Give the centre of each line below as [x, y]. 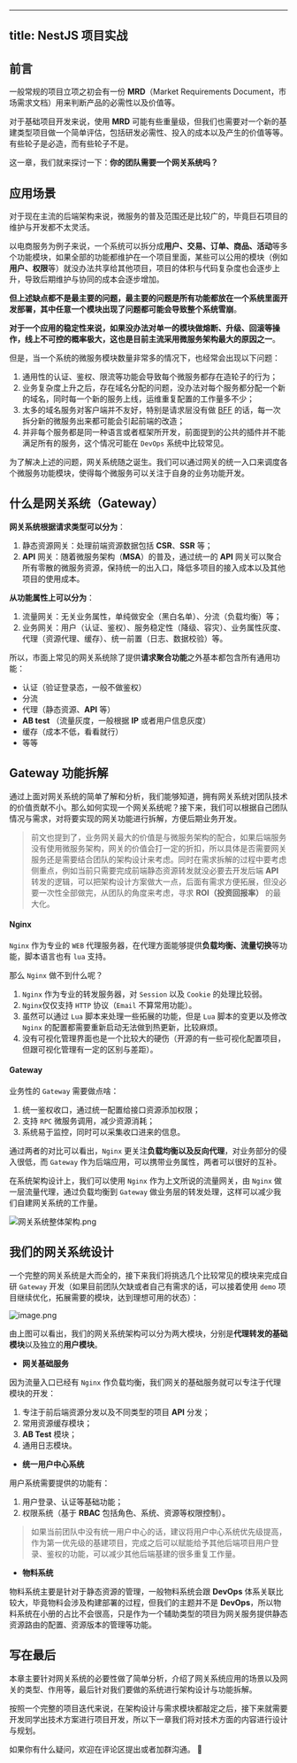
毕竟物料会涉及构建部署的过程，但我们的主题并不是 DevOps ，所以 [153, 1602]
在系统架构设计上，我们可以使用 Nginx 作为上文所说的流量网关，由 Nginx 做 [146, 1181]
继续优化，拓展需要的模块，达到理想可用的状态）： [107, 1297]
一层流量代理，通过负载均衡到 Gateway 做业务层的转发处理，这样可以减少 [141, 1192]
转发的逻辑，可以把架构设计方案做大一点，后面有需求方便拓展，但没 [155, 881]
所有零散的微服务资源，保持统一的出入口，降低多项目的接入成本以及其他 [153, 567]
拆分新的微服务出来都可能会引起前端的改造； [103, 421]
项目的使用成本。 [53, 579]
